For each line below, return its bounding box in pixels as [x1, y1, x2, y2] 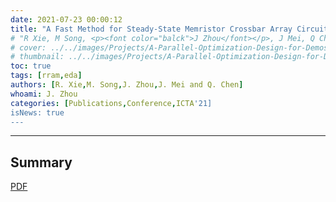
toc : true [10, 61, 52, 71]
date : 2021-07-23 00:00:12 [10, 14, 123, 25]
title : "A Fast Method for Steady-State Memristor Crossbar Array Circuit [10, 24, 329, 34]
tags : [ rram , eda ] [10, 71, 83, 81]
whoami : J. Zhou [10, 89, 78, 99]
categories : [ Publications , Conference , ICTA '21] [10, 98, 213, 108]
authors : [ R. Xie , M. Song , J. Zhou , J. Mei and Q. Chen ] [10, 80, 244, 90]
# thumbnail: [10, 52, 65, 62]
